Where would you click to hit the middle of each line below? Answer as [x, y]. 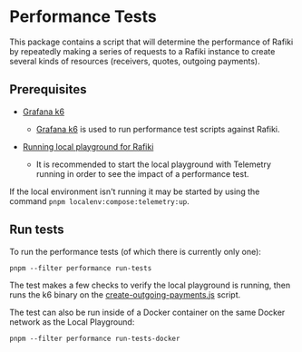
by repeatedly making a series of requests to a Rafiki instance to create [142, 51]
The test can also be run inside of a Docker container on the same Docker [147, 312]
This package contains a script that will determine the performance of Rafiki [151, 42]
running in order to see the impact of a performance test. [142, 173]
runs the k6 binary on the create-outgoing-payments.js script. [125, 294]
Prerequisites [48, 89]
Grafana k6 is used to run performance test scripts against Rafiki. [158, 129]
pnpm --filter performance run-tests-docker [95, 338]
